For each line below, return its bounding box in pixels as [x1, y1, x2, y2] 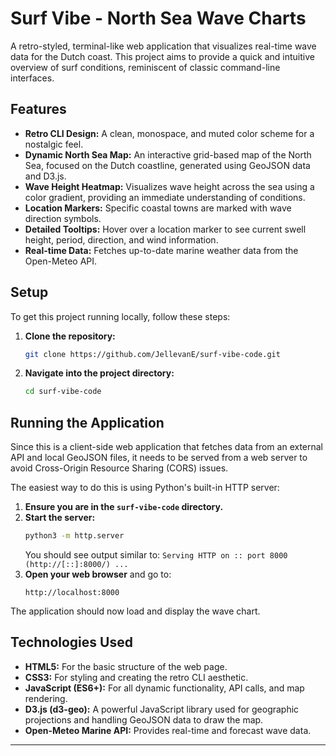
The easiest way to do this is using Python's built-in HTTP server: [10, 482, 280, 494]
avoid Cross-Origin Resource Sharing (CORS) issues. [10, 462, 229, 474]
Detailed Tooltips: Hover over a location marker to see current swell [24, 223, 307, 235]
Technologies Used [10, 634, 133, 651]
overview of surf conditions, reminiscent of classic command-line [10, 61, 281, 73]
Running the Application [10, 414, 165, 431]
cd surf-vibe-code [24, 387, 102, 397]
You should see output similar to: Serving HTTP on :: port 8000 [24, 549, 288, 561]
